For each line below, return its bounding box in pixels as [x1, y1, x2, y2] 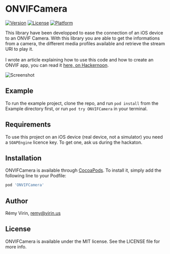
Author [5, 197, 28, 205]
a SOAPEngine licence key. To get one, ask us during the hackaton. [5, 139, 143, 145]
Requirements [5, 120, 51, 129]
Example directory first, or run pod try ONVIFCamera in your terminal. [5, 105, 148, 112]
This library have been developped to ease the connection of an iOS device [5, 29, 163, 36]
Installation [5, 153, 42, 163]
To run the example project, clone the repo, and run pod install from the [5, 100, 159, 106]
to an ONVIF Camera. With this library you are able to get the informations [5, 35, 160, 41]
